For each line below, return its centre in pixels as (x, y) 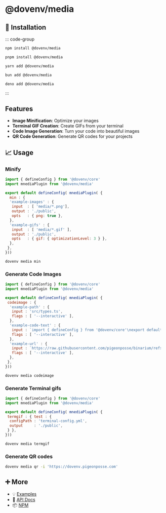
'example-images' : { (32, 202)
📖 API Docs (24, 499)
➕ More (17, 482)
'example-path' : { (30, 307)
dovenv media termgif (27, 444)
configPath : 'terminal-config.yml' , (48, 421)
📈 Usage (19, 152)
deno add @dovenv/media (30, 84)
